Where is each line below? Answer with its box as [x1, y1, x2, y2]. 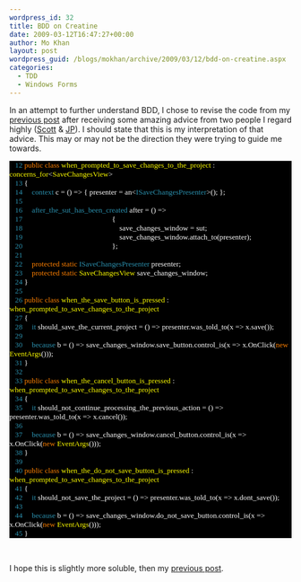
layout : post [9, 47, 58, 56]
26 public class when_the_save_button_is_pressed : [14, 295, 169, 304]
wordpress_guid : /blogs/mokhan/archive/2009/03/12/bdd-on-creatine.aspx [9, 55, 287, 64]
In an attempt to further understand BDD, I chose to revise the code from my [9, 104, 291, 115]
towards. [9, 143, 42, 154]
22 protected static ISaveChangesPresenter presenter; [14, 259, 182, 269]
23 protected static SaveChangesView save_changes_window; [14, 268, 209, 278]
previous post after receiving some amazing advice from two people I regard [9, 114, 293, 125]
